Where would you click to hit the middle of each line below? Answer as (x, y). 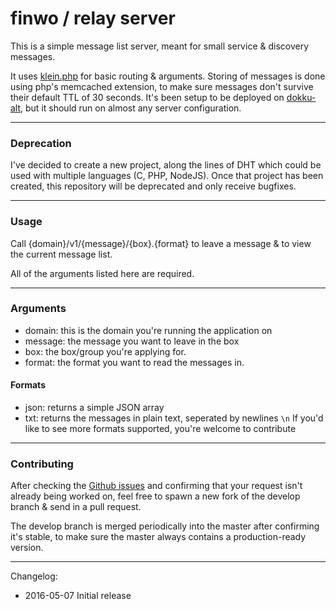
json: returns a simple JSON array (94, 408)
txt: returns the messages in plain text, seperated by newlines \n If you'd (174, 418)
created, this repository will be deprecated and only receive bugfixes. (153, 186)
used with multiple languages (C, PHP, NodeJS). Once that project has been (167, 176)
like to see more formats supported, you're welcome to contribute (160, 429)
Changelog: (34, 576)
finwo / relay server (93, 18)
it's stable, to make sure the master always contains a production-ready (158, 537)
